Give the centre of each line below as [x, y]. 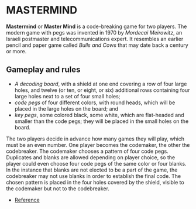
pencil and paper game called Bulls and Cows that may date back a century [97, 45]
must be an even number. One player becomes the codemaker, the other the [98, 145]
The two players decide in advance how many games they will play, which [95, 139]
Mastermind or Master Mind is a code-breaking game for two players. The [97, 26]
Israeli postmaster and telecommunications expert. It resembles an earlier [95, 39]
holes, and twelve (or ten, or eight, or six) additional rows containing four [102, 90]
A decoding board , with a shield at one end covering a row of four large [101, 84]
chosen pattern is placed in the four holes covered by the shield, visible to [95, 182]
